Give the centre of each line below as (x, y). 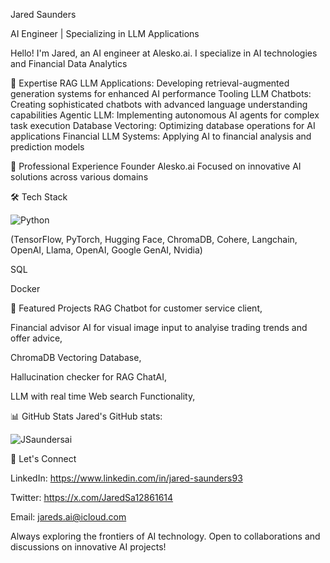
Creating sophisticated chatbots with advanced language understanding (159, 104)
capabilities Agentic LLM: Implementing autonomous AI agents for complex (165, 115)
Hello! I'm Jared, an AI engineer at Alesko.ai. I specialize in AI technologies (164, 53)
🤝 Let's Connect (43, 458)
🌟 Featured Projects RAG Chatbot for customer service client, (136, 308)
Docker (25, 288)
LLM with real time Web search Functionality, (103, 396)
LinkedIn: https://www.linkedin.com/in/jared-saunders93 (126, 478)
